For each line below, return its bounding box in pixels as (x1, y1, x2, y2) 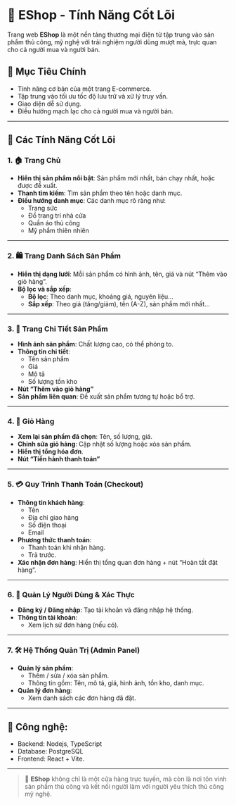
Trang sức (27, 204, 58, 213)
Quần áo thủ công (27, 219, 81, 227)
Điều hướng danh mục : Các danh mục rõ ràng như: (17, 196, 166, 205)
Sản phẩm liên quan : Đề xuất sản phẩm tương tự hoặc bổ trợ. (17, 392, 195, 401)
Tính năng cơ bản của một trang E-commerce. (17, 85, 152, 93)
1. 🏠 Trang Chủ (7, 156, 61, 166)
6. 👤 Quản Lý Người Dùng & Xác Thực (7, 589, 135, 599)
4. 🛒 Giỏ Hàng (7, 416, 55, 426)
